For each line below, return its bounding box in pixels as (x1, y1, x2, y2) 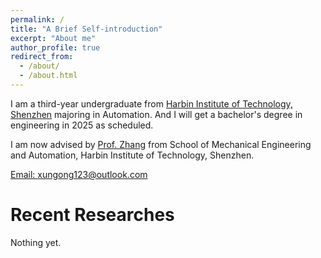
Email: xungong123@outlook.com (10, 168, 148, 180)
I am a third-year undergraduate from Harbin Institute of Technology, (10, 97, 293, 110)
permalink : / (10, 14, 65, 25)
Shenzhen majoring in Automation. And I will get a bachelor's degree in (10, 108, 303, 120)
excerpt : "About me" (10, 33, 97, 43)
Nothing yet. (10, 236, 62, 248)
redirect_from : (10, 52, 74, 62)
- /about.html (19, 71, 78, 81)
